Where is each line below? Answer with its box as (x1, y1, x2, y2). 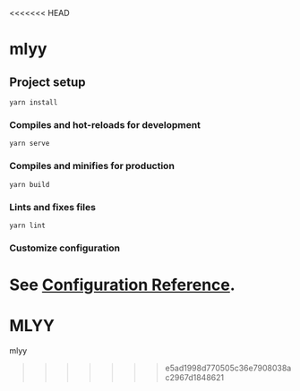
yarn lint (9, 221, 47, 230)
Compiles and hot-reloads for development (9, 118, 201, 131)
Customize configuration (9, 242, 121, 254)
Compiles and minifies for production (9, 160, 175, 173)
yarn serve (9, 139, 50, 149)
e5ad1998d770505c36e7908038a (165, 362, 292, 373)
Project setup (9, 74, 87, 89)
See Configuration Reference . (9, 275, 236, 294)
